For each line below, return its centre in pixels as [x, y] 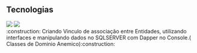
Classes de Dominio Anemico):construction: [61, 43]
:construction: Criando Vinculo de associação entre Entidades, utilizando [96, 31]
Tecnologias [30, 10]
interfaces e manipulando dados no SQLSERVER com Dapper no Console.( [99, 38]
